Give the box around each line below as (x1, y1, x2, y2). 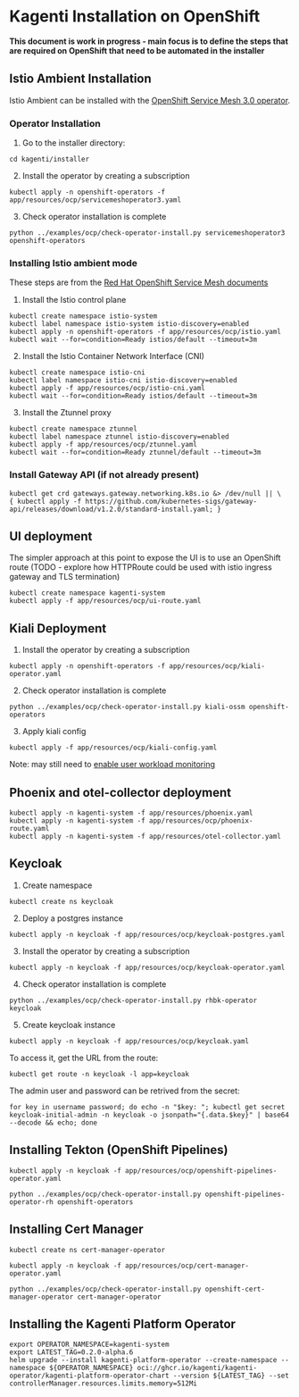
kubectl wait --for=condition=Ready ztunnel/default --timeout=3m (9, 448, 262, 457)
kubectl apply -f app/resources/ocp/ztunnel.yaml (9, 440, 198, 449)
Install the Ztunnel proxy (21, 407, 112, 418)
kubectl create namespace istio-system (9, 312, 158, 321)
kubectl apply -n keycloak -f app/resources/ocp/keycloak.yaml (9, 1036, 250, 1046)
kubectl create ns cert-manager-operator (9, 1245, 166, 1254)
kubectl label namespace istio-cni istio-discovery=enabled (9, 376, 238, 385)
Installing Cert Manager (9, 1222, 145, 1237)
